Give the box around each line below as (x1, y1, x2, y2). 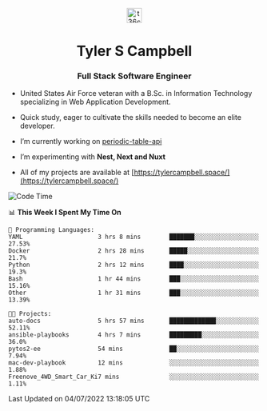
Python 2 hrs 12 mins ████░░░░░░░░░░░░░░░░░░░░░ (8, 261, 260, 269)
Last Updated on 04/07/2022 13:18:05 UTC (8, 394, 150, 404)
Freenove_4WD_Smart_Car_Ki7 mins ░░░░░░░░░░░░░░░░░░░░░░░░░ (8, 373, 260, 381)
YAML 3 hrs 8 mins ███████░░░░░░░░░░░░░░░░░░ (8, 233, 260, 241)
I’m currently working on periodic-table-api (19, 137, 162, 146)
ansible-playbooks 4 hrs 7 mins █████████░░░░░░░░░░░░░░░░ (8, 331, 260, 339)
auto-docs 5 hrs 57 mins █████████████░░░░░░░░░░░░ (8, 317, 260, 325)
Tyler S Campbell (76, 42, 193, 60)
